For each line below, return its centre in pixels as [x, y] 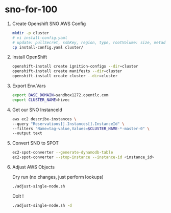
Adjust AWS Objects [33, 167]
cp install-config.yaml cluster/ [48, 47]
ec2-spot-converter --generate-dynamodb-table [63, 153]
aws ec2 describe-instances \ [44, 119]
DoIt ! [18, 196]
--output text [27, 133]
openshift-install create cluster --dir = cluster [65, 76]
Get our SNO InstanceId [37, 110]
